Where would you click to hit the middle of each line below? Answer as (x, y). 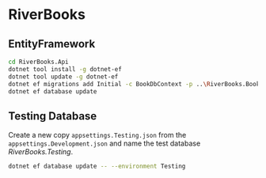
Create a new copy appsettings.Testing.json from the (97, 135)
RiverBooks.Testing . (41, 152)
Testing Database (53, 116)
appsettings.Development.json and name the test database (104, 143)
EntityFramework (52, 44)
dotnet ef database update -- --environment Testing (97, 167)
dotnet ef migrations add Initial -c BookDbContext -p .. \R (110, 84)
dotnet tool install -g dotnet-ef (65, 69)
